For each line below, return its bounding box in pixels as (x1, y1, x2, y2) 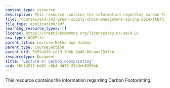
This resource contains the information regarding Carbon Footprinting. (5, 77, 152, 83)
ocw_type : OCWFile (5, 36, 44, 41)
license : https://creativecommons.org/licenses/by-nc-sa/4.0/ (5, 31, 139, 36)
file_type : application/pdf (5, 21, 65, 27)
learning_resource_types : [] (5, 26, 67, 31)
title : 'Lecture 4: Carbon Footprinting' (5, 59, 94, 64)
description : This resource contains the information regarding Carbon (5, 12, 159, 17)
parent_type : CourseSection (5, 45, 65, 50)
